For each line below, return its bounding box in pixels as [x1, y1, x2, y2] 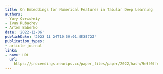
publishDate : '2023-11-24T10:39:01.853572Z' [5, 35, 97, 39]
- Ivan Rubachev [5, 20, 38, 26]
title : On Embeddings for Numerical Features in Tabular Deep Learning [5, 7, 153, 12]
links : [5, 48, 18, 53]
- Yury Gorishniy [5, 16, 40, 21]
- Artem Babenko [5, 25, 38, 30]
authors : [5, 12, 23, 17]
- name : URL [5, 52, 29, 57]
